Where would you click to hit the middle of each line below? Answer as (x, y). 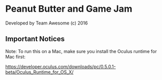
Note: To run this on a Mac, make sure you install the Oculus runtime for (81, 51)
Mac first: (15, 57)
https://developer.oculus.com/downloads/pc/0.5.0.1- (61, 66)
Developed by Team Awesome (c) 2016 (47, 23)
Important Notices (35, 39)
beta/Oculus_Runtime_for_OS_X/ (39, 72)
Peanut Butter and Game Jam (69, 9)
